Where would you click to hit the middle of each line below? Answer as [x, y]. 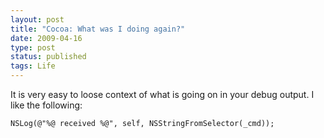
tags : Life [33, 66]
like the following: [46, 105]
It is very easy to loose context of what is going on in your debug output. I [162, 94]
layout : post [37, 19]
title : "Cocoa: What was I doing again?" [98, 29]
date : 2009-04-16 [46, 38]
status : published [48, 57]
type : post [33, 47]
